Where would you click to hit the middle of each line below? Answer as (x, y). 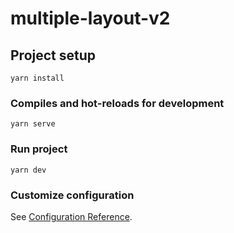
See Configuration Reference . (71, 216)
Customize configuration (72, 195)
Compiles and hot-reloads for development (117, 103)
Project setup (53, 55)
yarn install (37, 78)
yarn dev (28, 170)
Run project (39, 149)
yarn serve (33, 124)
